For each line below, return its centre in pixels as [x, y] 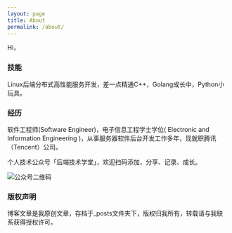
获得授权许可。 [35, 222]
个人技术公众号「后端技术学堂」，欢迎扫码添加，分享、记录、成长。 [104, 161]
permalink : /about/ [36, 27]
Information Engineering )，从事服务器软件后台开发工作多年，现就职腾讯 [112, 138]
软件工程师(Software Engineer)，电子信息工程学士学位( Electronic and [108, 129]
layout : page [26, 14]
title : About [26, 20]
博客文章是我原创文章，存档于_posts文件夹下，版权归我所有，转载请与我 [112, 213]
